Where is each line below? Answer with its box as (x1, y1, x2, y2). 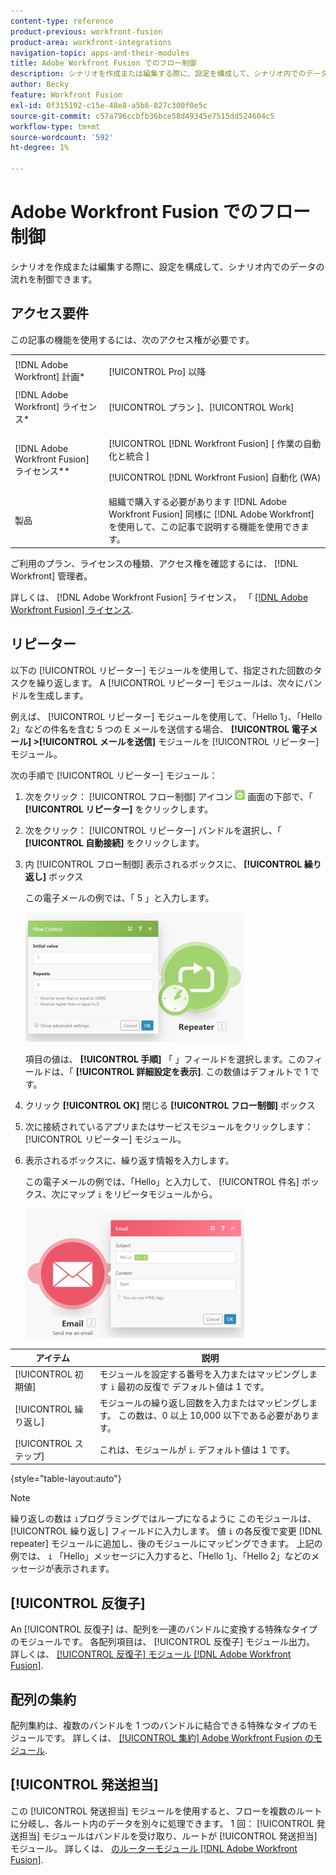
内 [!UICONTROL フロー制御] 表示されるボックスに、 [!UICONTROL (24, 858, 303, 870)
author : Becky (10, 80, 70, 90)
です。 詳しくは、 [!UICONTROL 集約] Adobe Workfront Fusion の (44, 1731, 314, 1744)
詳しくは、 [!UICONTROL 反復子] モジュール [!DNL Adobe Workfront (10, 1648, 292, 1660)
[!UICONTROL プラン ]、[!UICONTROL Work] (108, 401, 295, 414)
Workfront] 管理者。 (10, 570, 93, 582)
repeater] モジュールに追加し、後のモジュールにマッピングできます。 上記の (10, 1538, 323, 1550)
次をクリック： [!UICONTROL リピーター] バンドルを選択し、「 (24, 824, 282, 836)
